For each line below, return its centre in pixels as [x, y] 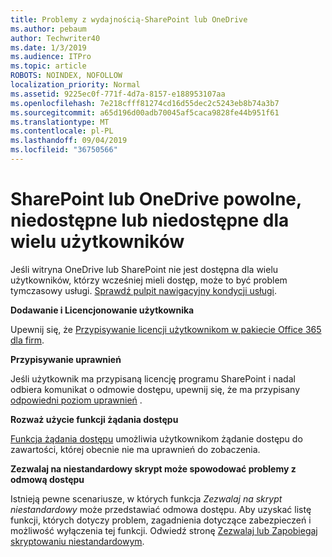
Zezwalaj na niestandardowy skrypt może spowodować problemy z [153, 468]
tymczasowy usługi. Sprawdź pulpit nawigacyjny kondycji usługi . [143, 290]
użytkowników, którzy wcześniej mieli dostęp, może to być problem [149, 280]
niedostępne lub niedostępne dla [150, 220]
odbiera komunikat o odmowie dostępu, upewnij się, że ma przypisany [155, 389]
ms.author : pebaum [48, 29]
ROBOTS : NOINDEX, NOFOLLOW [66, 76]
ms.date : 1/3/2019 [48, 47]
